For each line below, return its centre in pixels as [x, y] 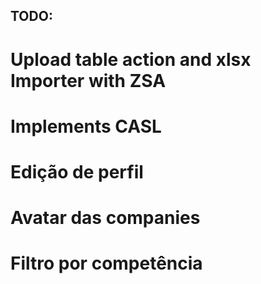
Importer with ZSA [88, 80]
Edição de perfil [77, 171]
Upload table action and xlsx [131, 59]
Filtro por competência [106, 263]
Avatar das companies [105, 218]
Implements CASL [86, 126]
